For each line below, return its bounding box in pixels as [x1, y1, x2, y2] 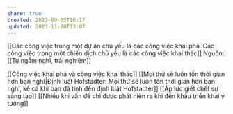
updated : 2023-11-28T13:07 [7, 23, 86, 30]
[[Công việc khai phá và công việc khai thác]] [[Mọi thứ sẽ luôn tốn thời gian [7, 70, 225, 78]
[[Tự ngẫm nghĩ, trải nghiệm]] [7, 57, 92, 65]
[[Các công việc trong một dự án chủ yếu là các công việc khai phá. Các [7, 42, 215, 50]
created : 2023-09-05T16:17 [7, 17, 86, 23]
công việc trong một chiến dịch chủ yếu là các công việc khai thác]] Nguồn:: [7, 49, 226, 57]
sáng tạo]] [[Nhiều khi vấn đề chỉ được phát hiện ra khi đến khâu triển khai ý [7, 92, 225, 100]
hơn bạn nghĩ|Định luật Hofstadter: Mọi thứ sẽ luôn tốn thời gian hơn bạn [7, 77, 216, 86]
